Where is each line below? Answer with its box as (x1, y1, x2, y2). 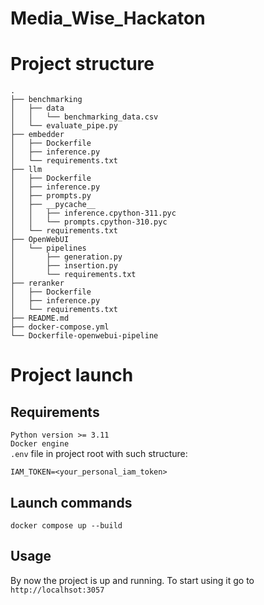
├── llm (10, 165, 43, 175)
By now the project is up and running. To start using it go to (10, 574, 255, 586)
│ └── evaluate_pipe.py (10, 121, 118, 131)
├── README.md (10, 313, 70, 324)
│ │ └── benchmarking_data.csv (10, 112, 159, 122)
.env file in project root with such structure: (10, 448, 188, 460)
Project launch (10, 364, 134, 387)
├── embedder (10, 130, 65, 140)
